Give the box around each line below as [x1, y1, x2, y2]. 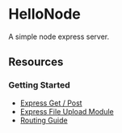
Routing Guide [19, 115, 68, 125]
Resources [8, 55, 64, 69]
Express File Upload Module [19, 106, 115, 116]
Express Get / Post [19, 98, 82, 108]
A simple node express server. [8, 32, 110, 41]
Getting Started [8, 79, 70, 91]
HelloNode [8, 5, 81, 24]
